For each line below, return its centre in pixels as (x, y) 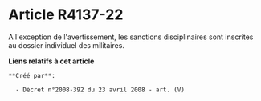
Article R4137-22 (66, 15)
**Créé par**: (32, 75)
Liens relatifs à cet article (51, 61)
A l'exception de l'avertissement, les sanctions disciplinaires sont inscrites (131, 37)
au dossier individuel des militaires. (66, 45)
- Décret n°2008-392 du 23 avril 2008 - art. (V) (100, 90)
